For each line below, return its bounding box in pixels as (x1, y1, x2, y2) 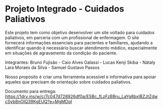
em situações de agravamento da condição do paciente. (5, 50, 118, 56)
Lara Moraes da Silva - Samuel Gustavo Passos (5, 64, 100, 70)
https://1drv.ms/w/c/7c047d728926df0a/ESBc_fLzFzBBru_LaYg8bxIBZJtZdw (5, 93, 158, 99)
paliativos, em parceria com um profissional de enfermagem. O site (5, 35, 139, 41)
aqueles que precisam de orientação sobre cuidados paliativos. (5, 79, 132, 85)
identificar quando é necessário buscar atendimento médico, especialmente (5, 45, 158, 51)
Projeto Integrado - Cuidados (5, 3, 125, 14)
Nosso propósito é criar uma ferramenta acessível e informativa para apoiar (5, 74, 156, 80)
